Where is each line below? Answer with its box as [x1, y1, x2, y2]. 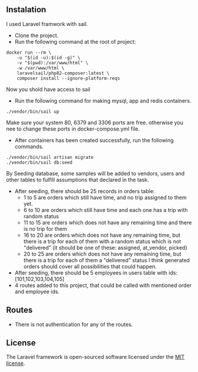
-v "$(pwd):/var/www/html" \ [17, 60, 89, 66]
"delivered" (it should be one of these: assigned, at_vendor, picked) [23, 244, 188, 251]
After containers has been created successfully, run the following [14, 136, 174, 143]
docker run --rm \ [6, 50, 51, 56]
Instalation [6, 5, 46, 15]
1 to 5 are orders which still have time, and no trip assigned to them [23, 194, 187, 201]
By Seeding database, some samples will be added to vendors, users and [6, 169, 185, 177]
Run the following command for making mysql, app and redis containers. [14, 97, 191, 104]
